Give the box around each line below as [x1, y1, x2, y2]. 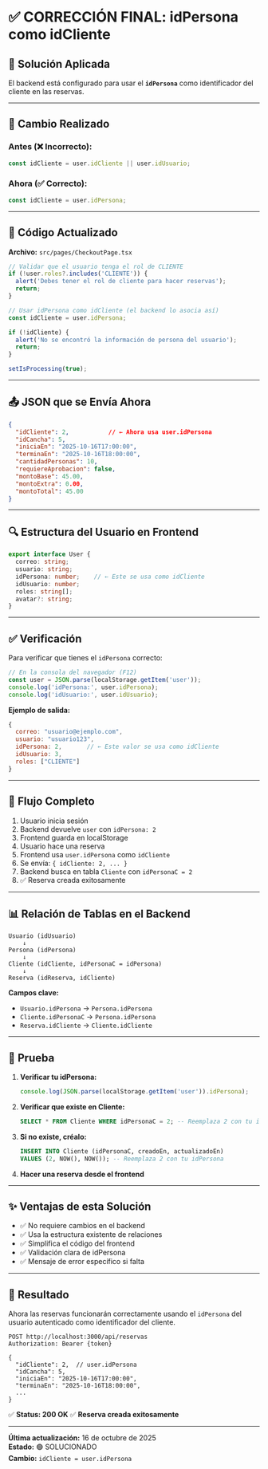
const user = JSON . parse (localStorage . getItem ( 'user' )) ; [8, 675, 202, 683]
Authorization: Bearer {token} [8, 1340, 112, 1348]
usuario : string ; [15, 565, 73, 573]
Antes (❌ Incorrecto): [8, 141, 93, 152]
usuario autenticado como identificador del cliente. [8, 1317, 175, 1327]
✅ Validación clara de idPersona [19, 1248, 126, 1258]
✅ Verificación [8, 632, 82, 645]
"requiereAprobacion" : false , [15, 465, 116, 474]
